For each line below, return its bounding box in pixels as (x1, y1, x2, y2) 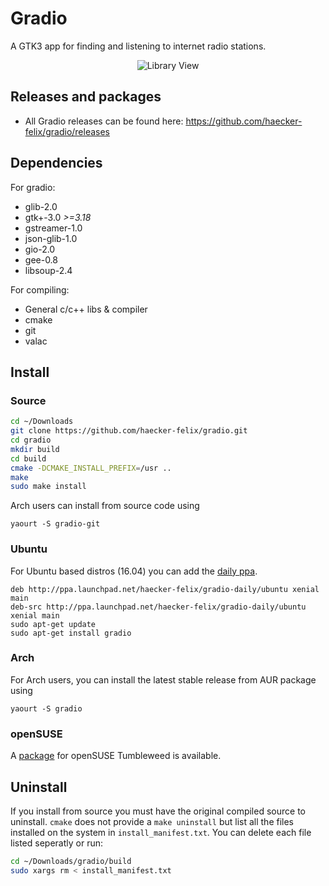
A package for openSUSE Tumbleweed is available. (10, 750, 222, 762)
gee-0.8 (24, 253, 59, 266)
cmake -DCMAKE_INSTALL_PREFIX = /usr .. (10, 463, 172, 473)
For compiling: (10, 283, 70, 296)
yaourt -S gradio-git (10, 519, 101, 529)
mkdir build (10, 444, 60, 454)
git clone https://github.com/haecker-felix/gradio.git (10, 426, 248, 436)
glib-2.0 (24, 200, 58, 212)
